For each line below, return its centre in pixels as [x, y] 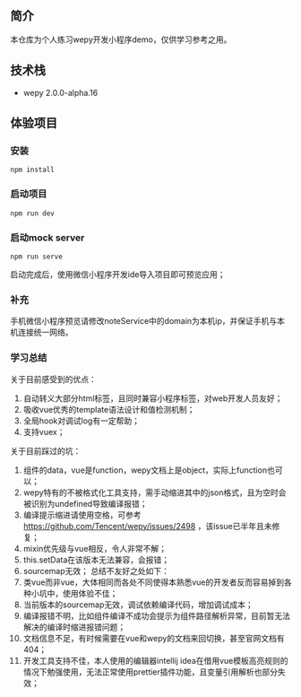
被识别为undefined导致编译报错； [85, 503]
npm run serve [37, 257]
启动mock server [47, 238]
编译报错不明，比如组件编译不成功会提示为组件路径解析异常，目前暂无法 [156, 615]
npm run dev [32, 213]
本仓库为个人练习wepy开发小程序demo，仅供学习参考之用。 [121, 39]
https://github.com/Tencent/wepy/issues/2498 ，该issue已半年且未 [147, 526]
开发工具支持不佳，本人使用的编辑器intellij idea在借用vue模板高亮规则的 [155, 660]
